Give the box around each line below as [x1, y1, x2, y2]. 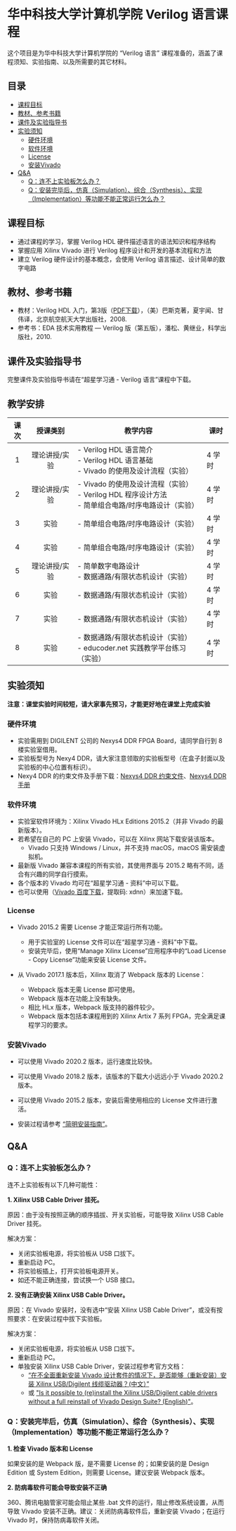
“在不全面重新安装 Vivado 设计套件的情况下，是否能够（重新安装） [27, 1370, 221, 1379]
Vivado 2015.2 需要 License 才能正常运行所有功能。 [17, 923, 167, 931]
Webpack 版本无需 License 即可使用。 [27, 985, 139, 994]
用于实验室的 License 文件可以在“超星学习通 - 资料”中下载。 [27, 937, 202, 946]
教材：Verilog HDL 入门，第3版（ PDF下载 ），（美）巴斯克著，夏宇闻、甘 [17, 306, 224, 314]
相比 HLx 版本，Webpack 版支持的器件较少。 [27, 1002, 159, 1012]
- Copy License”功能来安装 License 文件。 [27, 955, 150, 964]
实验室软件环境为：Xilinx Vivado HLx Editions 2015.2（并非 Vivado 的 [17, 817, 218, 825]
